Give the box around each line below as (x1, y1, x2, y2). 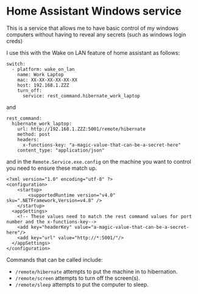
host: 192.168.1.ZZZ (17, 82, 69, 88)
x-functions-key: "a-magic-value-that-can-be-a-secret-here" (22, 142, 182, 148)
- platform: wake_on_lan (12, 66, 75, 72)
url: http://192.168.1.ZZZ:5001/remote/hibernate (17, 126, 146, 132)
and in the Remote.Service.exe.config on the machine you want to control (6, 158, 192, 165)
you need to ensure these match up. (6, 164, 97, 172)
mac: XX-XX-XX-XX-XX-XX (17, 77, 78, 83)
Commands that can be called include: (6, 256, 103, 263)
